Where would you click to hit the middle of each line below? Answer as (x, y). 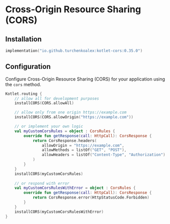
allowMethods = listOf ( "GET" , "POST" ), (84, 150)
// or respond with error (42, 183)
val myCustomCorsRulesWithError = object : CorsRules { (75, 188)
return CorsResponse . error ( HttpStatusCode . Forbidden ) (91, 197)
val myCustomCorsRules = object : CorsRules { (65, 131)
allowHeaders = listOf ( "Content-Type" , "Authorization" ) (104, 155)
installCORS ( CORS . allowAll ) (44, 103)
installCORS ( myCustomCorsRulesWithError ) (59, 212)
